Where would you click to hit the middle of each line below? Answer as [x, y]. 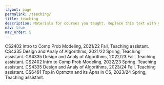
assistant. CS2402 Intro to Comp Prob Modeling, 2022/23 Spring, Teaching [81, 62]
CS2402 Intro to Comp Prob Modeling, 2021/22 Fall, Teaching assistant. [77, 46]
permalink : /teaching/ [28, 14]
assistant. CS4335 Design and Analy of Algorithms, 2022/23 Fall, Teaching [80, 56]
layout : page [18, 10]
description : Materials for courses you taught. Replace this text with [81, 23]
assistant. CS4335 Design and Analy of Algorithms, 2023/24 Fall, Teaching [80, 67]
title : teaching [21, 19]
